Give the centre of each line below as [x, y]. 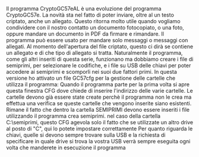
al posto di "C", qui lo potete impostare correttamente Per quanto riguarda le [99, 128]
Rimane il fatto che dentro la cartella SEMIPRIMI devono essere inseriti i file [98, 110]
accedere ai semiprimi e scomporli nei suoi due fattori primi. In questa [91, 72]
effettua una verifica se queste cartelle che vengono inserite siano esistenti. [99, 103]
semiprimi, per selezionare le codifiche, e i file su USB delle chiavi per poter [99, 65]
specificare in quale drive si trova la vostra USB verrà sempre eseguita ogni [98, 141]
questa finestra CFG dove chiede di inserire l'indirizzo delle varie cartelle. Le [99, 91]
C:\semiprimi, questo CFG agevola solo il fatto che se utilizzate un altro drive [100, 122]
